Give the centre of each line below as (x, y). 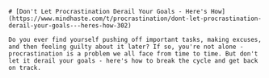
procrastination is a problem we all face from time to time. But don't (133, 54)
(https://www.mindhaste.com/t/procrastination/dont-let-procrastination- (135, 18)
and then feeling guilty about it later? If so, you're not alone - (126, 47)
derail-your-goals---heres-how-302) (70, 26)
